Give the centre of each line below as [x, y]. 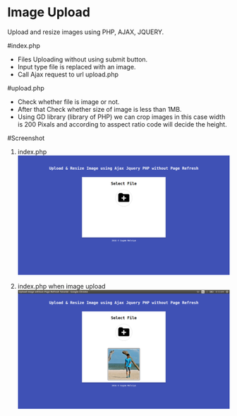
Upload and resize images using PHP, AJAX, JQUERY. [86, 32]
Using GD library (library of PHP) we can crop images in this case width [121, 117]
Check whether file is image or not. [68, 102]
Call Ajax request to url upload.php [68, 74]
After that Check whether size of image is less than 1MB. [99, 109]
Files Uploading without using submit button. [83, 59]
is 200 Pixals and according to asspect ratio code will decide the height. [122, 124]
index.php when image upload [61, 286]
